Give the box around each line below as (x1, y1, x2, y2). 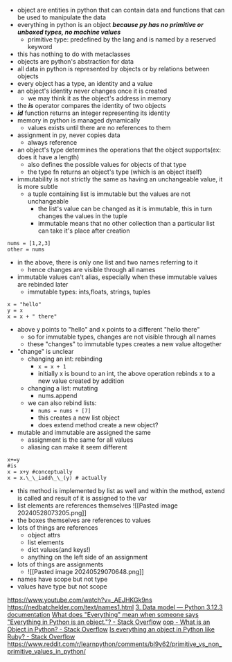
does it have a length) (17, 153, 80, 161)
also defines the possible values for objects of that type (27, 161, 187, 168)
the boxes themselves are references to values (17, 516, 151, 524)
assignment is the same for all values (27, 436, 134, 444)
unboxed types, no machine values (17, 28, 121, 36)
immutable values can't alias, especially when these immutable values (17, 273, 217, 281)
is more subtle (17, 183, 58, 190)
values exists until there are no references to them (27, 124, 171, 132)
